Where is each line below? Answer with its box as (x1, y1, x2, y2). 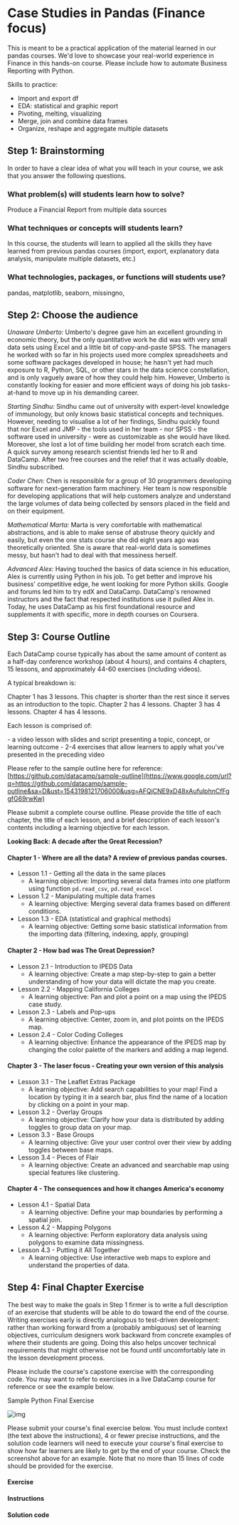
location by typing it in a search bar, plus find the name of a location (28, 1092, 228, 1101)
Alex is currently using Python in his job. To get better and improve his (7, 572, 213, 581)
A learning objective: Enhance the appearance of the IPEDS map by (28, 1038, 226, 1046)
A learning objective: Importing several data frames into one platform (28, 877, 230, 885)
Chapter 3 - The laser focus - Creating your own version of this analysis (7, 1061, 224, 1070)
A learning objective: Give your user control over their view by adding (28, 1138, 232, 1146)
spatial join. (28, 1216, 63, 1224)
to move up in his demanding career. (31, 388, 139, 397)
